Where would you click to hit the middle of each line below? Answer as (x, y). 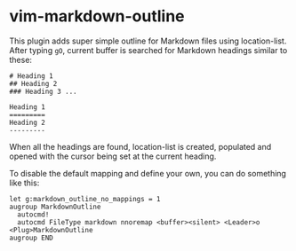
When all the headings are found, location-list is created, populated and (140, 146)
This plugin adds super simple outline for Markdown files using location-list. (148, 41)
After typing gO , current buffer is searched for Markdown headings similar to (148, 50)
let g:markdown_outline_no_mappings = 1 (85, 199)
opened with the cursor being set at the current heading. (113, 156)
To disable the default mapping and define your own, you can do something (148, 173)
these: (21, 59)
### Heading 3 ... (43, 91)
